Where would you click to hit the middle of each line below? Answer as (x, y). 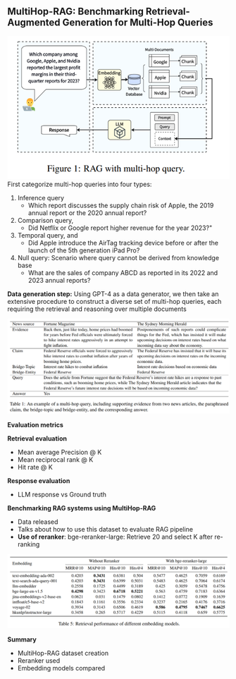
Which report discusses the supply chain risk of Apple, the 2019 (121, 206)
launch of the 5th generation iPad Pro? (84, 250)
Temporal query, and (48, 235)
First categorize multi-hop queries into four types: (80, 184)
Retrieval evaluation (37, 439)
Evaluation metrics (35, 425)
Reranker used (39, 661)
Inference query (41, 198)
